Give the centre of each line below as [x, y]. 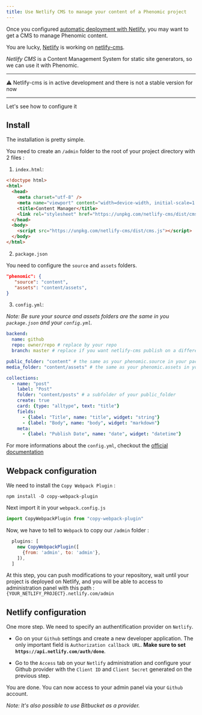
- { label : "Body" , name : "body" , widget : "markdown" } [91, 423]
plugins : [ [25, 541]
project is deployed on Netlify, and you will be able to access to [85, 582]
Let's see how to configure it [41, 106]
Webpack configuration [52, 471]
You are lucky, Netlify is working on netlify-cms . [66, 47]
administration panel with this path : [50, 588]
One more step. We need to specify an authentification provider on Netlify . [100, 627]
